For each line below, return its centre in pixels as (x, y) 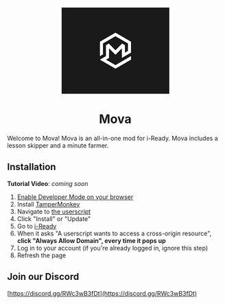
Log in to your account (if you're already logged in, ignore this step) (113, 248)
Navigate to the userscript (54, 211)
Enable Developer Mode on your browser (75, 197)
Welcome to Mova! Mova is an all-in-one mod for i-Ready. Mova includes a (113, 138)
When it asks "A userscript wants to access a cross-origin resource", (114, 233)
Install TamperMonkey (48, 204)
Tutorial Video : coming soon (48, 183)
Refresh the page (42, 255)
